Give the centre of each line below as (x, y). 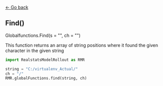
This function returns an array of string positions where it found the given (82, 45)
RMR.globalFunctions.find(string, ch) (46, 78)
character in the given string (35, 51)
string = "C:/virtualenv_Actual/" (42, 69)
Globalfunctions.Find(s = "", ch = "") (43, 35)
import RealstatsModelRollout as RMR (45, 60)
